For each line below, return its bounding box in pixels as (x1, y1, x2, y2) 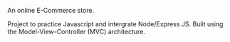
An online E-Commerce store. (7, 6, 95, 14)
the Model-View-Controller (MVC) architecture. (7, 28, 146, 36)
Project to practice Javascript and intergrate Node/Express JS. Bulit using (7, 20, 224, 28)
